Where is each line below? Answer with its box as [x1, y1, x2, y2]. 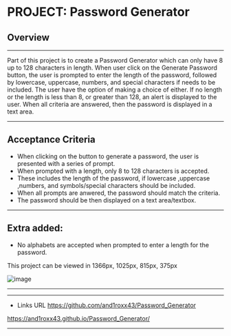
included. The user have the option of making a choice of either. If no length [7, 85, 222, 94]
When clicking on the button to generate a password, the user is [16, 152, 199, 160]
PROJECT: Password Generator [7, 4, 190, 20]
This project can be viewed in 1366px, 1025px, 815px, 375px [7, 261, 177, 269]
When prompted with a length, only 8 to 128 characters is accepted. [16, 167, 210, 175]
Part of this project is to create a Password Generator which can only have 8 [7, 56, 223, 64]
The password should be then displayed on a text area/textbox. [16, 196, 197, 204]
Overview [7, 32, 50, 43]
